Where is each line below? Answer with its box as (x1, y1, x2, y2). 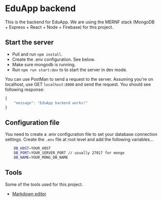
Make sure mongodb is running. (12, 61, 76, 67)
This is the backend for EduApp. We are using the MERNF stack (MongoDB (5, 19, 155, 25)
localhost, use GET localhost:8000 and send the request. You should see (5, 81, 151, 87)
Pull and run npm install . (12, 51, 63, 57)
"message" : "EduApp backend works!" (14, 100, 88, 105)
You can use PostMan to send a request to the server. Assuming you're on (5, 76, 154, 82)
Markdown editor (12, 191, 47, 197)
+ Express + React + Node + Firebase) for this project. (5, 24, 113, 30)
